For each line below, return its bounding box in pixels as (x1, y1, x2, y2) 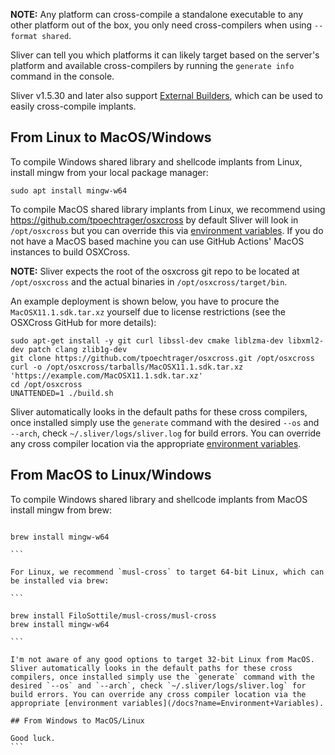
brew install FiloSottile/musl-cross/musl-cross (10, 610, 217, 621)
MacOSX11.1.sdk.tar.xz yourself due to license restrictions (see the (10, 305, 287, 318)
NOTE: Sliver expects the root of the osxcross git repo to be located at (10, 265, 300, 277)
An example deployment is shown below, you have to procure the (10, 295, 280, 307)
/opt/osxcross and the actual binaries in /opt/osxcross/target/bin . (10, 275, 288, 288)
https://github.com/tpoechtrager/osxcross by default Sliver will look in (10, 214, 299, 226)
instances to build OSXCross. (10, 245, 131, 258)
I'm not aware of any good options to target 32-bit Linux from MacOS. (10, 654, 315, 664)
